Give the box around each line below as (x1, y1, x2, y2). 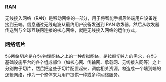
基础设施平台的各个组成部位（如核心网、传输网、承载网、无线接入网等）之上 (5, 59, 161, 65)
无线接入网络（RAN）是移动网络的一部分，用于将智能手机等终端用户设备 (5, 15, 153, 21)
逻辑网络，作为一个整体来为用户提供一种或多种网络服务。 (5, 71, 122, 77)
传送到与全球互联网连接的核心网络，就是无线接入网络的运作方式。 (5, 27, 139, 33)
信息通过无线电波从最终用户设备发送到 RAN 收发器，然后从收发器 (26, 21, 160, 27)
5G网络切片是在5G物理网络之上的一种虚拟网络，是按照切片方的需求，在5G (5, 53, 157, 59)
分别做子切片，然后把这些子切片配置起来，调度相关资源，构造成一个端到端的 (5, 65, 161, 71)
